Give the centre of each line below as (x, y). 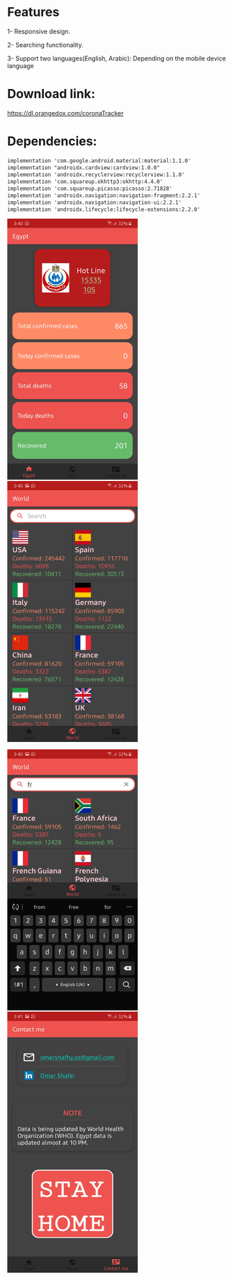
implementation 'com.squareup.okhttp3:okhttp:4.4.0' (85, 182)
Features (33, 12)
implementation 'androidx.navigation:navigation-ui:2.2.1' (95, 203)
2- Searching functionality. (45, 45)
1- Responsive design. (39, 31)
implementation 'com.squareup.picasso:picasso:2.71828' (90, 189)
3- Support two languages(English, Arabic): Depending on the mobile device (116, 58)
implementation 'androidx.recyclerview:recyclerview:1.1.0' (96, 175)
